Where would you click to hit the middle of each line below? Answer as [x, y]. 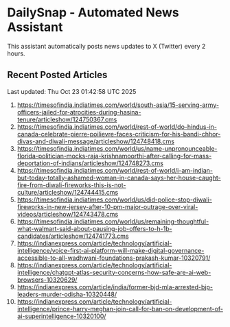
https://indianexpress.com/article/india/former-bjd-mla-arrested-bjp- [115, 287]
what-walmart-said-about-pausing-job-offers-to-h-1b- [95, 228]
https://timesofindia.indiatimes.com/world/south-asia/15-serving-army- [118, 105]
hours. [16, 53]
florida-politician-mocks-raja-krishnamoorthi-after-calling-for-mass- [114, 156]
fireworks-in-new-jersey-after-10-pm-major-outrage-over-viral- [107, 206]
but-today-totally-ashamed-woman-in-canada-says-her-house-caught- [119, 178]
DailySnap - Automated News [93, 13]
